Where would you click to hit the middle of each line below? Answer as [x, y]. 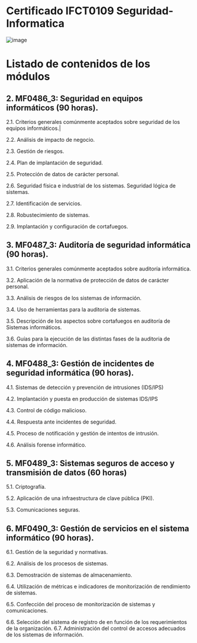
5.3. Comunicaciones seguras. [43, 510]
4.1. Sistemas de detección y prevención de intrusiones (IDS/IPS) [85, 387]
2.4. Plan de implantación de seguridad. [55, 163]
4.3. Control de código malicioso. [46, 410]
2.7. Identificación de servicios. [44, 203]
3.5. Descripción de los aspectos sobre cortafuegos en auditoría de [88, 321]
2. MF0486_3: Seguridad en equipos [75, 98]
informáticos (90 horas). [52, 108]
